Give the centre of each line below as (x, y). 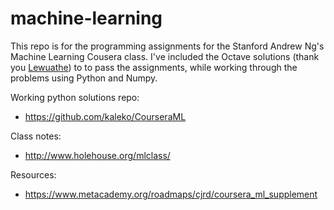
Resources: (33, 174)
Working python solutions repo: (75, 97)
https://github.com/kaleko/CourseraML (105, 116)
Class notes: (36, 136)
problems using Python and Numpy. (84, 78)
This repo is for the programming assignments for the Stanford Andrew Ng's (167, 46)
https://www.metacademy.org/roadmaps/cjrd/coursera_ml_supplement (171, 194)
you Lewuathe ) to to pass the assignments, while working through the (154, 67)
